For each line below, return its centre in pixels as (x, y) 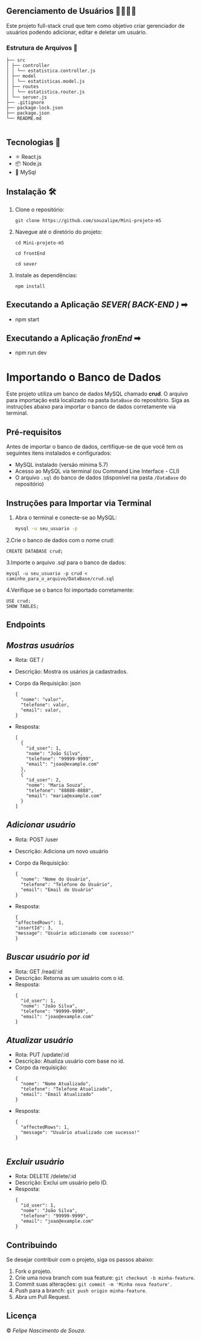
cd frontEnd (30, 253)
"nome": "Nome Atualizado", (56, 1084)
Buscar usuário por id (48, 957)
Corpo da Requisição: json (48, 683)
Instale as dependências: (46, 275)
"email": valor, (41, 710)
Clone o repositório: (40, 210)
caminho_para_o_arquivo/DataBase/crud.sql (60, 579)
